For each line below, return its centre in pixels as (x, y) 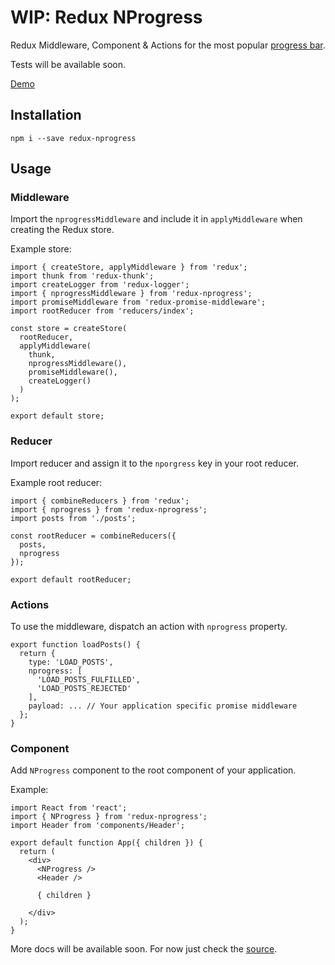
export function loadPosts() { (75, 645)
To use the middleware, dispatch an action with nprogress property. (149, 627)
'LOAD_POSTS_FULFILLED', (88, 680)
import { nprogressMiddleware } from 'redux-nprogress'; (131, 294)
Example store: (41, 249)
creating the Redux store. (62, 230)
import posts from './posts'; (73, 518)
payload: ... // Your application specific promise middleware (163, 706)
